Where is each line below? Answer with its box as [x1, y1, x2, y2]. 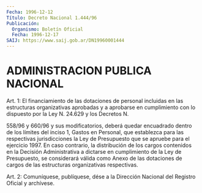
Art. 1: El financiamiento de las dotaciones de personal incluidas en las [6, 97, 184, 104]
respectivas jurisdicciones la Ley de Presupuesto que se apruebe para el [6, 135, 190, 142]
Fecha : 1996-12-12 [6, 9, 53, 15]
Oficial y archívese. [6, 179, 55, 187]
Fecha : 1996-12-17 [12, 32, 59, 38]
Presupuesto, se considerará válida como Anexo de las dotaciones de [6, 154, 182, 162]
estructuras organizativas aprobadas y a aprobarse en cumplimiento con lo [6, 104, 196, 111]
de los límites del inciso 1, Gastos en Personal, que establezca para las [6, 128, 184, 135]
